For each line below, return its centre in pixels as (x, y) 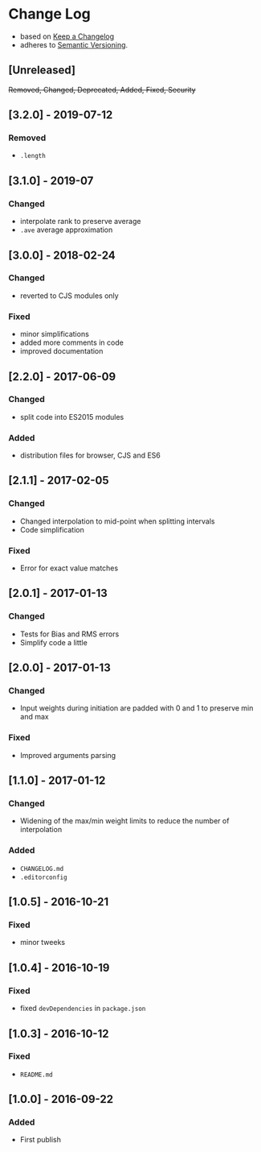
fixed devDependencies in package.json (83, 1009)
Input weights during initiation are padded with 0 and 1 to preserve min (137, 708)
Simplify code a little (54, 642)
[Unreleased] (42, 70)
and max (35, 717)
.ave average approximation (66, 230)
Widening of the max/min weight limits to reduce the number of (124, 821)
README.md (37, 1075)
